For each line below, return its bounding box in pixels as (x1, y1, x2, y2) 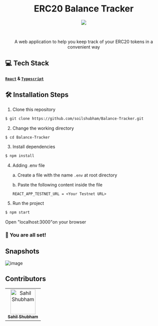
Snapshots (5, 247, 40, 255)
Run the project (12, 200, 44, 206)
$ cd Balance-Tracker (5, 134, 50, 140)
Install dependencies (12, 143, 56, 150)
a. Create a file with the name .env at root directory (12, 172, 118, 178)
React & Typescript (5, 75, 44, 81)
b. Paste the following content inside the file (12, 182, 103, 188)
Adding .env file (12, 162, 45, 168)
